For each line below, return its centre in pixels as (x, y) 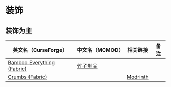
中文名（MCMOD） (100, 50)
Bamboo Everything (31, 62)
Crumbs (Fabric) (27, 77)
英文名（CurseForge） (40, 50)
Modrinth (137, 77)
